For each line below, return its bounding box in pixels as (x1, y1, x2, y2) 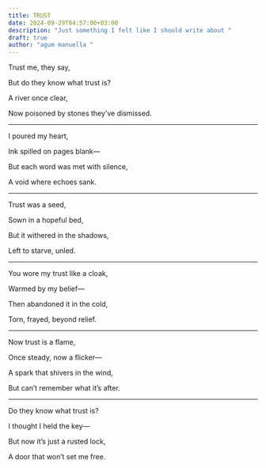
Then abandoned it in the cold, (8, 300, 108, 309)
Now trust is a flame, (8, 338, 76, 347)
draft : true (8, 33, 47, 42)
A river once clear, (8, 93, 69, 103)
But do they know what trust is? (8, 78, 111, 88)
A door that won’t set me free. (8, 452, 106, 462)
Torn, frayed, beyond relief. (8, 315, 97, 324)
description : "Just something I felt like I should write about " (8, 26, 232, 34)
